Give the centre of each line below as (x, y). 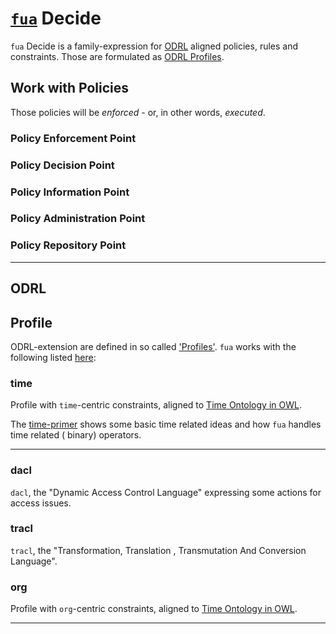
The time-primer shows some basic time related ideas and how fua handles (166, 424)
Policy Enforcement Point (73, 138)
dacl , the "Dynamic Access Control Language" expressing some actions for (166, 492)
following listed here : (53, 357)
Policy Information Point (70, 192)
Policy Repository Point (68, 245)
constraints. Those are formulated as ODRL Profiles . (117, 56)
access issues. (41, 503)
